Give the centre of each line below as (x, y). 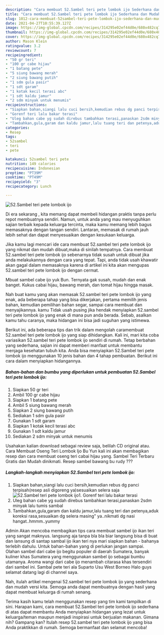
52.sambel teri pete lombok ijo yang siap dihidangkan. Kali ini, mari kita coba (82, 335)
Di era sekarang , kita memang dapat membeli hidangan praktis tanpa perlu (81, 214)
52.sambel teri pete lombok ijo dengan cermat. (52, 270)
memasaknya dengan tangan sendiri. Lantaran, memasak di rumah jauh (77, 230)
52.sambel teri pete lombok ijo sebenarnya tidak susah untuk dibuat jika (78, 254)
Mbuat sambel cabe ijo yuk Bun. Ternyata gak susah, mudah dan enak (76, 279)
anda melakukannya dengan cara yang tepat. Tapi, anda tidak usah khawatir (82, 260)
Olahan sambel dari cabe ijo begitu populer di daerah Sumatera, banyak (77, 551)
